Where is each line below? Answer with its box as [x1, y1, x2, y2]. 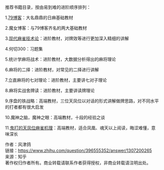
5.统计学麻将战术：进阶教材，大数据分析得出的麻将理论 [5, 56, 116, 62]
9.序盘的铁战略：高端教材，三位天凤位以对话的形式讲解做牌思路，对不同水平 [5, 98, 159, 104]
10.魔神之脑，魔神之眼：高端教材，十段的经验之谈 [5, 115, 105, 120]
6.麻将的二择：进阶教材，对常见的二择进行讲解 [5, 67, 99, 73]
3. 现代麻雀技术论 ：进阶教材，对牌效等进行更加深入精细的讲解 [5, 36, 129, 41]
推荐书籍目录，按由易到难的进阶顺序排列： [5, 4, 91, 10]
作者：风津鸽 [5, 142, 31, 147]
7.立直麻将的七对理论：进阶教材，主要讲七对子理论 [5, 77, 107, 83]
